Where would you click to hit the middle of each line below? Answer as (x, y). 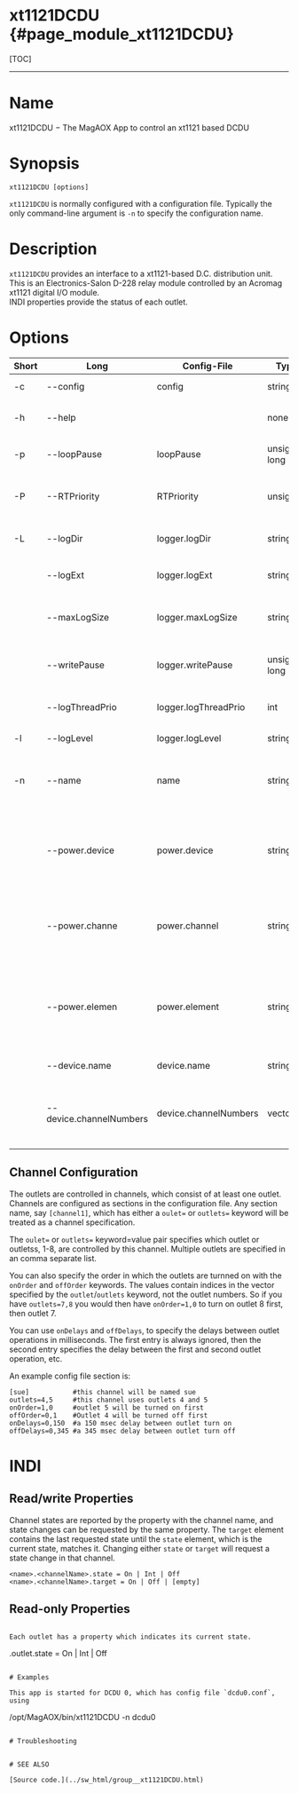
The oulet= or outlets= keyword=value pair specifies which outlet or (134, 1239)
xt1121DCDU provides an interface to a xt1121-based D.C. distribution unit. (141, 273)
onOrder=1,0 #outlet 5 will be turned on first (106, 1408)
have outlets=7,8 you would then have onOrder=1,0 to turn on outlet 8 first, (146, 1303)
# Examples (29, 1678)
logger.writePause (195, 665)
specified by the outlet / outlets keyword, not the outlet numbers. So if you (145, 1294)
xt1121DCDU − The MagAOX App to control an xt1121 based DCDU (129, 127)
